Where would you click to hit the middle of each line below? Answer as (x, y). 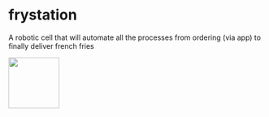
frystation (43, 15)
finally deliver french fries (52, 45)
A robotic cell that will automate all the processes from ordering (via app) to (135, 37)
